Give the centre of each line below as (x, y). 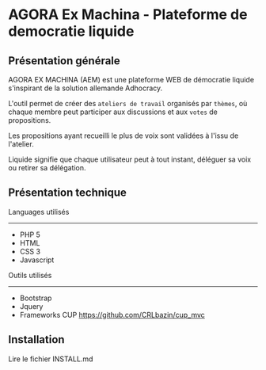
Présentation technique (67, 193)
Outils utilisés (30, 275)
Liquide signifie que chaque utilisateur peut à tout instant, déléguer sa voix (130, 159)
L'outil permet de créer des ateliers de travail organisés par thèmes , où (128, 103)
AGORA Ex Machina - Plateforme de (128, 15)
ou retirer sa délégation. (47, 168)
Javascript (37, 260)
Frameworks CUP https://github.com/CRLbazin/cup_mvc (112, 315)
